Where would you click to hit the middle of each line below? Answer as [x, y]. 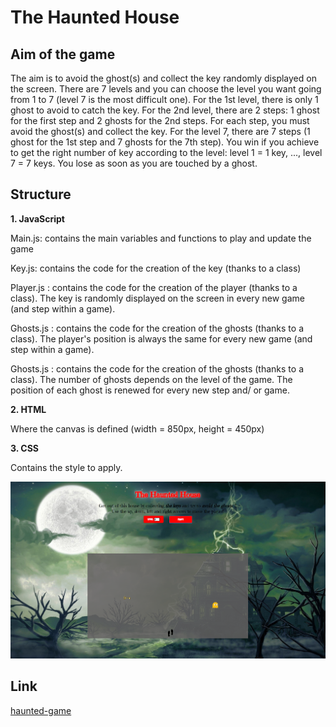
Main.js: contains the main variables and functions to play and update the [161, 238]
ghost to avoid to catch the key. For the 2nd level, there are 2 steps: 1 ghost [165, 110]
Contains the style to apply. [66, 467]
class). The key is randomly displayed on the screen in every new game [157, 298]
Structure [41, 194]
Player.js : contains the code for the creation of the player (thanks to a [154, 287]
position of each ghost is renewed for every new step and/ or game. [150, 390]
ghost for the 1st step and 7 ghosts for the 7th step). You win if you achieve [165, 142]
